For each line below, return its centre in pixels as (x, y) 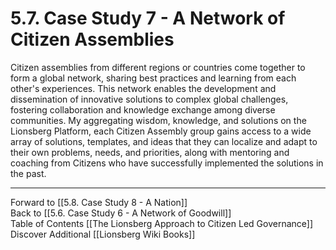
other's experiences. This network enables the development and (143, 88)
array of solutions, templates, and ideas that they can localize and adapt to (164, 141)
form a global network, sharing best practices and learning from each (153, 78)
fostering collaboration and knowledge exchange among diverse (143, 109)
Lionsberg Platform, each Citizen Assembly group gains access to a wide (161, 131)
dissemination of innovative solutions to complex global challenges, (149, 99)
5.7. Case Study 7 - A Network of (148, 18)
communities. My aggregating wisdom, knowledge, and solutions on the (158, 120)
